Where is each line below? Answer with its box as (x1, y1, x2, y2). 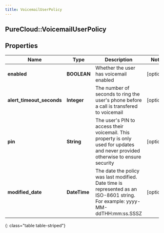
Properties (5, 42, 38, 50)
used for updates (95, 141, 135, 148)
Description (104, 56, 133, 63)
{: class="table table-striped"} (5, 222, 66, 228)
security (95, 159, 114, 166)
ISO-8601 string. (95, 192, 136, 198)
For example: (95, 198, 125, 205)
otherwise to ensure (95, 153, 142, 160)
